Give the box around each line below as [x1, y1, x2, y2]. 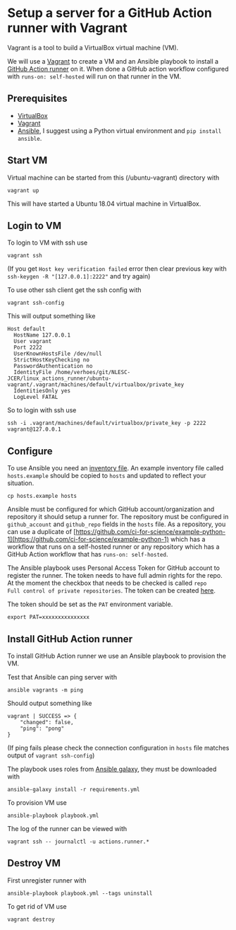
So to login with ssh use [7, 406, 77, 414]
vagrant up [7, 187, 39, 194]
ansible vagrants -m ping [7, 687, 83, 694]
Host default [7, 325, 46, 333]
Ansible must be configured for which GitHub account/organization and [7, 505, 215, 513]
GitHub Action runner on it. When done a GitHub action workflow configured [7, 64, 229, 73]
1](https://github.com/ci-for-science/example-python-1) [7, 535, 169, 544]
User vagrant [13, 338, 52, 345]
